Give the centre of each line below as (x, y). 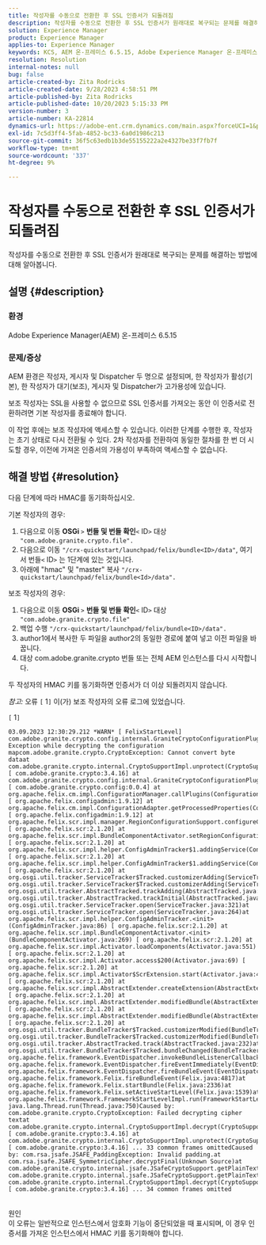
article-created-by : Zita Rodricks (67, 82)
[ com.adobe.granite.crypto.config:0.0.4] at (84, 787)
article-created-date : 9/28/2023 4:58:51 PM (83, 89)
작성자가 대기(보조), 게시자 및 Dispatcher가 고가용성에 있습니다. (127, 386)
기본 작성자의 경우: (37, 514)
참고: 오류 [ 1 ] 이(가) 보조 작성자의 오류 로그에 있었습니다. (97, 701)
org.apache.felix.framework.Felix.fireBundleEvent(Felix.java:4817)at (127, 1078)
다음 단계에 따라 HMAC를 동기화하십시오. (72, 497)
